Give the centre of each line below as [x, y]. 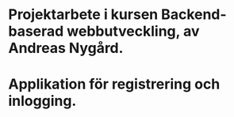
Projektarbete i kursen [83, 15]
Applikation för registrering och [114, 84]
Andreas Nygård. [66, 48]
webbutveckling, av [133, 31]
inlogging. [42, 101]
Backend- [194, 15]
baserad [36, 31]
